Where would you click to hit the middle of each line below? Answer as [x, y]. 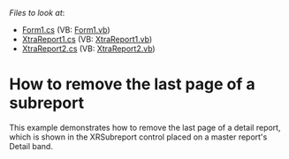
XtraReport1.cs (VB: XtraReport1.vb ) [87, 39]
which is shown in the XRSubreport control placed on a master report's [138, 137]
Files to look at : [37, 13]
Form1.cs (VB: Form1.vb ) [66, 30]
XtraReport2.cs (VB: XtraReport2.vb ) [89, 49]
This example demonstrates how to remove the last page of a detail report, [145, 127]
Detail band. [31, 146]
